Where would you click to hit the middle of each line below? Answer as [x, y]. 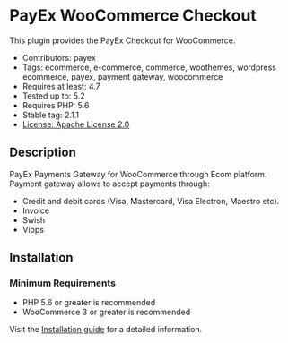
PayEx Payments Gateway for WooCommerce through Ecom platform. [138, 174]
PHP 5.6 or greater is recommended [89, 303]
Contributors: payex [59, 57]
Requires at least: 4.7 [61, 86]
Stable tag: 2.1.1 [50, 115]
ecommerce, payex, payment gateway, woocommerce [122, 76]
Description [43, 153]
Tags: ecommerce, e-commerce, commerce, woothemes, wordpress [149, 67]
